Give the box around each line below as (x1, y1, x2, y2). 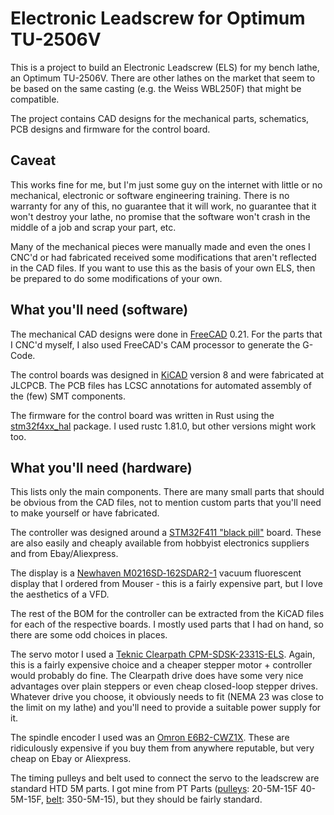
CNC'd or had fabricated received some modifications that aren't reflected (10, 251, 317, 263)
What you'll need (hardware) (10, 459, 193, 476)
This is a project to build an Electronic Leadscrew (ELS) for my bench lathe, (10, 61, 320, 73)
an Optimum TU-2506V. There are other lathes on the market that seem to (10, 72, 316, 84)
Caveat (10, 152, 57, 169)
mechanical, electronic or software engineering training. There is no (10, 189, 290, 201)
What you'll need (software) (10, 302, 189, 319)
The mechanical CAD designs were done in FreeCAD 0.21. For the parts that (10, 328, 323, 340)
